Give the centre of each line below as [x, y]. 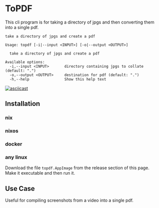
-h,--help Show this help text [58, 79]
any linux [16, 157]
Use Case [20, 189]
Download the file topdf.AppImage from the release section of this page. [77, 168]
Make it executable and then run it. [40, 173]
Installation [23, 104]
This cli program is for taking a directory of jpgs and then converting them [80, 22]
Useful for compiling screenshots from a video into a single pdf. [69, 200]
